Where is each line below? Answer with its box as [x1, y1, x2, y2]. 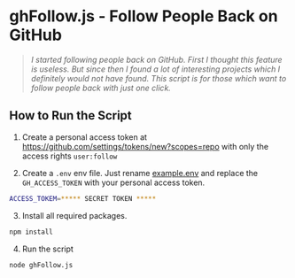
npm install [9, 228, 53, 236]
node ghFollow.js [9, 260, 74, 269]
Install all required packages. [21, 210, 128, 220]
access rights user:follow [21, 151, 118, 161]
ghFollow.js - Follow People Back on [9, 6, 278, 27]
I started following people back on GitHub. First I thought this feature [30, 54, 283, 65]
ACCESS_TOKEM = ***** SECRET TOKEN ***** [9, 194, 157, 203]
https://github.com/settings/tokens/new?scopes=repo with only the [21, 141, 268, 151]
